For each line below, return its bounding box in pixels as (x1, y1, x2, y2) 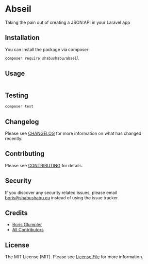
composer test (5, 104, 34, 109)
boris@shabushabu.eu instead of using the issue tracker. (5, 194, 119, 200)
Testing (5, 91, 29, 99)
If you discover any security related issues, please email (5, 190, 117, 195)
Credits (5, 209, 28, 217)
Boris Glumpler (12, 222, 42, 228)
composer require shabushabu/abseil (5, 56, 79, 61)
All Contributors (12, 227, 44, 233)
